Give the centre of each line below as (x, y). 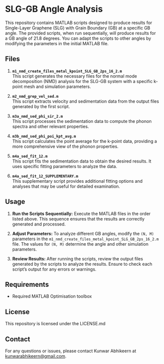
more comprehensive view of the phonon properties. (65, 146)
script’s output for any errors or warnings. (54, 269)
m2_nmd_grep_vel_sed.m (35, 96)
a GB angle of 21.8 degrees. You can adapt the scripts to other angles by (78, 38)
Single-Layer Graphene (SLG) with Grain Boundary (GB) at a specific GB (78, 28)
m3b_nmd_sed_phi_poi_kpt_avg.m (44, 136)
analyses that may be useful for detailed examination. (66, 186)
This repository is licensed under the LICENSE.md (55, 324)
